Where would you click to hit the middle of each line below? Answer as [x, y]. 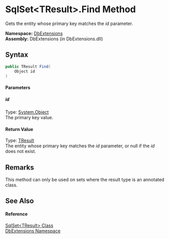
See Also [20, 201]
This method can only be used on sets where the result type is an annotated [85, 179]
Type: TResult [20, 141]
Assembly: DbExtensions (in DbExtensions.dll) [54, 39]
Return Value [19, 129]
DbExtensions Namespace [33, 231]
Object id [25, 71]
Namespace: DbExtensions [34, 33]
